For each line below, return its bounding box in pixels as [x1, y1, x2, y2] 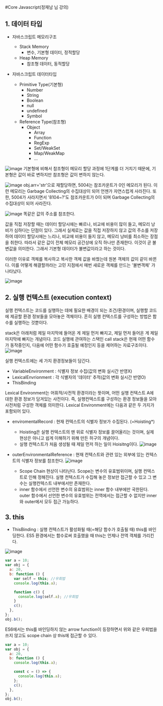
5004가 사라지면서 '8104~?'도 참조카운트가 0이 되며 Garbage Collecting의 [11, 194, 155, 200]
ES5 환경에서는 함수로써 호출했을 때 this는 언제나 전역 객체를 [26, 532, 142, 539]
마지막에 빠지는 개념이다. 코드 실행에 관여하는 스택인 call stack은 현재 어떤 [5, 336, 146, 342]
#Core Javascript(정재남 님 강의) [5, 4, 69, 10]
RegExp [34, 140, 50, 146]
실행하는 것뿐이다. [14, 319, 48, 325]
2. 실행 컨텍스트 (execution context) [5, 293, 112, 302]
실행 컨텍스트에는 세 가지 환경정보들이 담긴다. [5, 357, 91, 363]
